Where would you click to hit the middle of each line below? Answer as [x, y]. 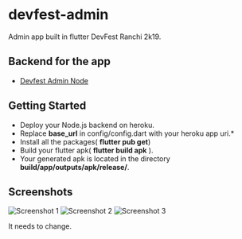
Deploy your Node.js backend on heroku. [87, 125]
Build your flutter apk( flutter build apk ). [86, 150]
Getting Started [47, 106]
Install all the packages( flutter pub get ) [85, 141]
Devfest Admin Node [54, 80]
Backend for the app [60, 62]
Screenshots [41, 192]
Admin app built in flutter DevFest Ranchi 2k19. [85, 37]
